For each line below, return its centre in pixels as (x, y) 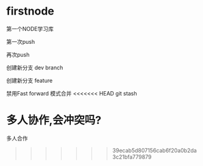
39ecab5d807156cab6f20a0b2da (155, 150)
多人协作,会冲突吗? (54, 120)
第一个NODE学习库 (30, 29)
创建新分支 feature (30, 80)
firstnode (30, 11)
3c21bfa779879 (132, 157)
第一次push (21, 41)
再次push (18, 54)
